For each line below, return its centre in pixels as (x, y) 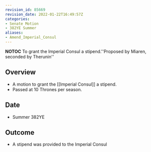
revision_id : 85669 (25, 10)
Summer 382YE (28, 117)
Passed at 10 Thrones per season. (47, 89)
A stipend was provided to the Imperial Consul (60, 145)
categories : (17, 19)
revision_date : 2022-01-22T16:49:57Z (44, 14)
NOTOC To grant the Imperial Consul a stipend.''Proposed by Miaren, (76, 51)
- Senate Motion (22, 24)
